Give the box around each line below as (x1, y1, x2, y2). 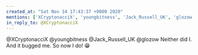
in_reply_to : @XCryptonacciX (6, 20, 78, 25)
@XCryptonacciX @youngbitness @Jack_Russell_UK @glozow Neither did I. (6, 36, 192, 43)
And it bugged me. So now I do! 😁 (6, 42, 90, 49)
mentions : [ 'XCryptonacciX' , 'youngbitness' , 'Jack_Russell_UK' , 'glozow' (6, 14, 195, 20)
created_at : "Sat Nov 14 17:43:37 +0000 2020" (6, 8, 123, 15)
